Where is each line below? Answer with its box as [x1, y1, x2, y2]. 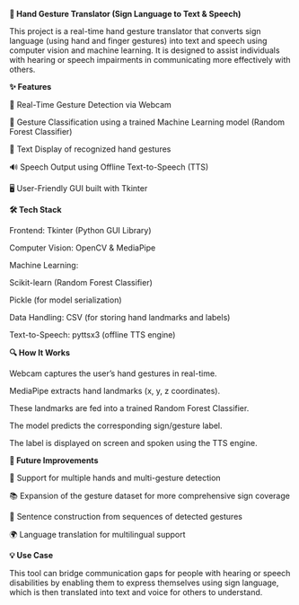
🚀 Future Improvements [9, 455, 99, 466]
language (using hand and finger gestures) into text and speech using [9, 36, 268, 46]
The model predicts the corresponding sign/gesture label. [9, 420, 223, 431]
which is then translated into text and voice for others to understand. [9, 587, 263, 597]
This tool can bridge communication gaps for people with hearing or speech [9, 568, 291, 578]
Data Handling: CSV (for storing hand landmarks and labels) [9, 312, 231, 322]
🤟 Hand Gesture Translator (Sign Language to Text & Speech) [9, 9, 242, 19]
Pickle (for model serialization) [9, 294, 123, 305]
